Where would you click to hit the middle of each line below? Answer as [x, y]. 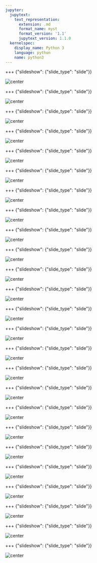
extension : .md [35, 24]
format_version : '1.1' [42, 34]
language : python [33, 52]
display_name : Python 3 [39, 48]
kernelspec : [22, 43]
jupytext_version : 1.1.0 [45, 39]
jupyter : [14, 10]
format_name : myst [38, 29]
